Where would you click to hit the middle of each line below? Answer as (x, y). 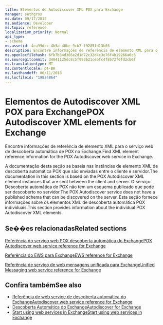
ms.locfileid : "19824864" (31, 77)
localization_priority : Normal (37, 32)
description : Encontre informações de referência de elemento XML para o (81, 50)
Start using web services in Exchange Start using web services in (77, 312)
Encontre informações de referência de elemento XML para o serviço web (79, 146)
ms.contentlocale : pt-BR (30, 69)
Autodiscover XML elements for (71, 122)
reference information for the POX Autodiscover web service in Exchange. (79, 156)
